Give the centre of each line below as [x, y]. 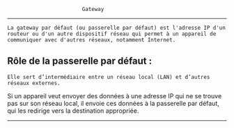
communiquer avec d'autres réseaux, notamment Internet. [92, 40]
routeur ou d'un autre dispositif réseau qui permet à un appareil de [112, 34]
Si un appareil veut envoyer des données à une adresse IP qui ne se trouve [115, 95]
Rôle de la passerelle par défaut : [80, 61]
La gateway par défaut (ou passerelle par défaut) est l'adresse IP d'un [117, 28]
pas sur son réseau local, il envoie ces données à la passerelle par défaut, [113, 103]
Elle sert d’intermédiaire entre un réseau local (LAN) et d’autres [109, 77]
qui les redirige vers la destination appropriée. [73, 111]
